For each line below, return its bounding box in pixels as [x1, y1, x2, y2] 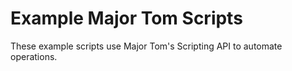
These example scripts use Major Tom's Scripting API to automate [10, 40, 283, 52]
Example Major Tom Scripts [10, 7, 243, 30]
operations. [10, 50, 58, 62]
